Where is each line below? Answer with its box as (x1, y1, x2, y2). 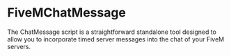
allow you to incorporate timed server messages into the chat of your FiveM (7, 35, 225, 43)
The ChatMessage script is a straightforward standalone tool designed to (7, 28, 217, 36)
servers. (7, 42, 31, 50)
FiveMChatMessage (7, 5, 127, 21)
